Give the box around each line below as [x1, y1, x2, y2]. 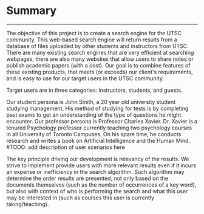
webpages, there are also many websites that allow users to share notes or [6, 55, 194, 63]
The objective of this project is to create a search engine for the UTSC [6, 29, 182, 36]
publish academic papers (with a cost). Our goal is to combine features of [6, 61, 191, 69]
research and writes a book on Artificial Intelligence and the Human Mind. [6, 137, 190, 144]
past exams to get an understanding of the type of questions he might [6, 111, 182, 119]
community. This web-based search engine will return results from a [6, 36, 177, 43]
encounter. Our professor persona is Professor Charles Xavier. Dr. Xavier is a [6, 117, 198, 125]
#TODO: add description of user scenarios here [6, 143, 126, 151]
